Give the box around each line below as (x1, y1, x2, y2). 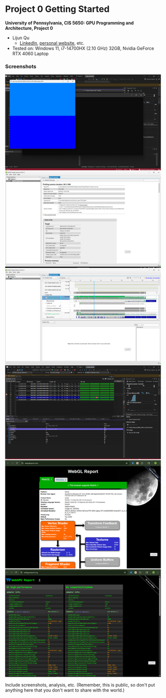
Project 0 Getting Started (5, 3, 110, 15)
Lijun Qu (12, 35, 30, 41)
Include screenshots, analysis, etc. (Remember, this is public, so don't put (5, 682, 155, 688)
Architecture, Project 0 (5, 25, 53, 31)
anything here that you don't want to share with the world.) (5, 687, 125, 693)
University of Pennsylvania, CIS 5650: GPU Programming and (5, 20, 134, 26)
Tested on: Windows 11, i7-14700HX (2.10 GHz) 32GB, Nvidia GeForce (12, 45, 154, 51)
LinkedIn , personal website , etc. (19, 40, 85, 46)
